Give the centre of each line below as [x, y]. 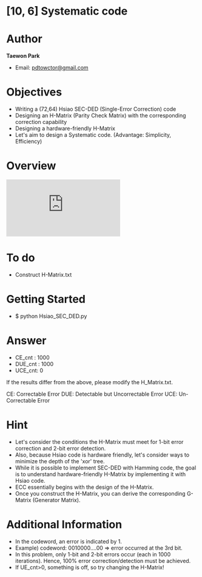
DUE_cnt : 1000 [34, 364]
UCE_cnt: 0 [29, 370]
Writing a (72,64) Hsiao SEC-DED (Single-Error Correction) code [96, 109]
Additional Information [64, 524]
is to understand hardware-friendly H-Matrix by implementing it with [100, 474]
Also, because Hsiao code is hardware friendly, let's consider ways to [102, 455]
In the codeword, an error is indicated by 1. [69, 541]
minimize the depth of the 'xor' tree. [60, 461]
